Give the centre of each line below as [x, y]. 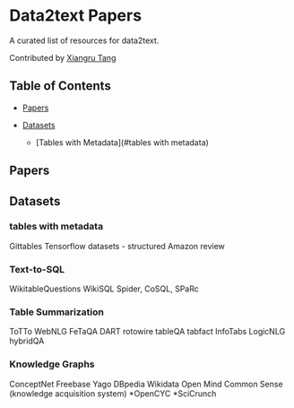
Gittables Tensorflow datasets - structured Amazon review [117, 246]
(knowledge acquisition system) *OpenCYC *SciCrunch [113, 393]
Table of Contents [61, 86]
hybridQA [27, 341]
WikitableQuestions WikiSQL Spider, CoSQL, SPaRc [104, 289]
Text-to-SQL [37, 269]
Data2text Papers [75, 16]
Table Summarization [57, 312]
